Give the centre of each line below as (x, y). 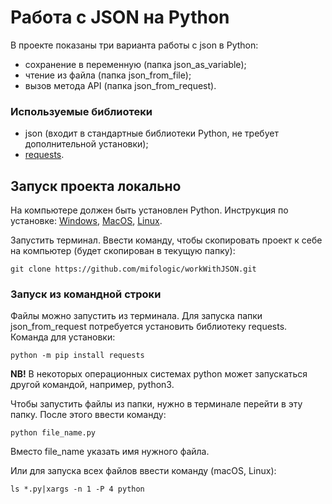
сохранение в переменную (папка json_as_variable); (135, 64)
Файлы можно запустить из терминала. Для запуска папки (136, 316)
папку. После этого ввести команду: (88, 415)
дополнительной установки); (86, 144)
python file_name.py (53, 433)
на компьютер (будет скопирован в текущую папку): (123, 251)
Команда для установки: (63, 337)
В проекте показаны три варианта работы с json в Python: (134, 45)
